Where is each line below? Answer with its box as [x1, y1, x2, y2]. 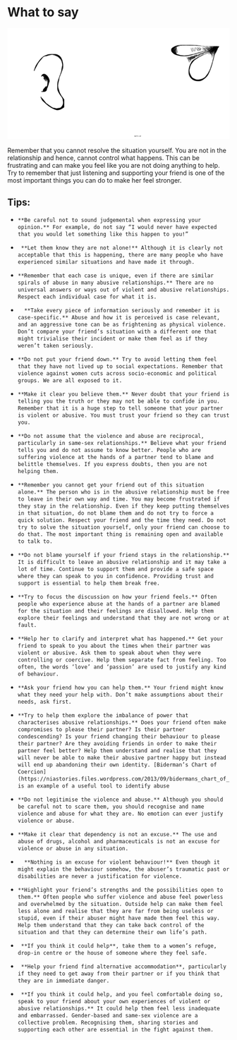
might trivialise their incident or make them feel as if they [17, 335, 208, 342]
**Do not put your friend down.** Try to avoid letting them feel [17, 355, 217, 363]
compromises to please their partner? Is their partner [17, 726, 186, 733]
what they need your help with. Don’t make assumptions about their [17, 691, 224, 698]
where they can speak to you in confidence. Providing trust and [17, 573, 214, 580]
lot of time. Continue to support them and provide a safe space [17, 565, 214, 573]
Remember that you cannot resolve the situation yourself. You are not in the [7, 146, 227, 154]
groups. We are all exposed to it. [17, 377, 123, 384]
